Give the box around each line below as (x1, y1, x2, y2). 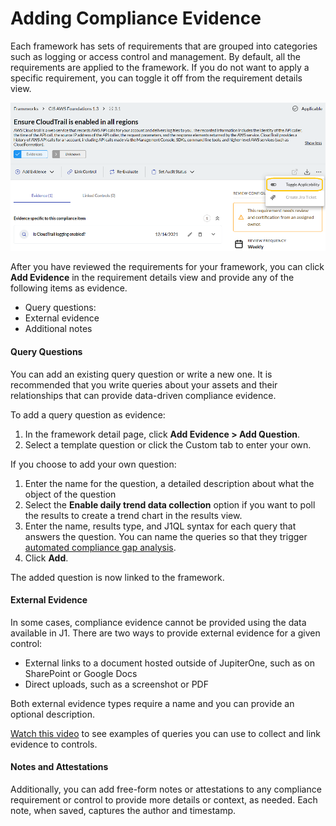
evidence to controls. (10, 738, 98, 750)
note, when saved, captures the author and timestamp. (10, 805, 237, 817)
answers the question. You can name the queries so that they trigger (24, 530, 308, 542)
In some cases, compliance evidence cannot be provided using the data (10, 616, 307, 628)
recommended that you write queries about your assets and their (10, 378, 278, 391)
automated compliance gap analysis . (24, 541, 177, 553)
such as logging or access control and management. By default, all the (10, 50, 302, 62)
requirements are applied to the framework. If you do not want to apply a (10, 61, 310, 73)
